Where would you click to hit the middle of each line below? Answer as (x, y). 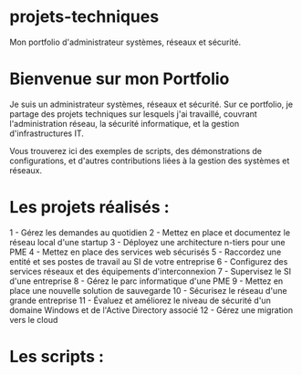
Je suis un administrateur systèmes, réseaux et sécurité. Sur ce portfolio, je (151, 104)
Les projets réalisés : (90, 208)
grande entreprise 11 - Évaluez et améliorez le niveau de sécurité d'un (140, 300)
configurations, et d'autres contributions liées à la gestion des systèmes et (150, 161)
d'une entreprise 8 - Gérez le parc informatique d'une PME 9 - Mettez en (146, 281)
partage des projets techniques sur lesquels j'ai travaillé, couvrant (133, 114)
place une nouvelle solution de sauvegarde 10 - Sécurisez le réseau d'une (148, 290)
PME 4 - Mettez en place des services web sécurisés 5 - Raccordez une (146, 252)
